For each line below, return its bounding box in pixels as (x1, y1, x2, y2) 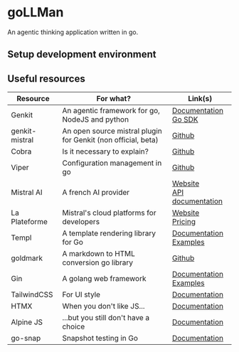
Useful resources (7, 73, 85, 85)
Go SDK (171, 114, 198, 124)
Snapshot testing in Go (62, 334, 139, 343)
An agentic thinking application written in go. (7, 28, 139, 36)
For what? (96, 94, 132, 104)
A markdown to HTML (62, 249, 135, 259)
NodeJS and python (62, 114, 129, 124)
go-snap (11, 334, 41, 343)
